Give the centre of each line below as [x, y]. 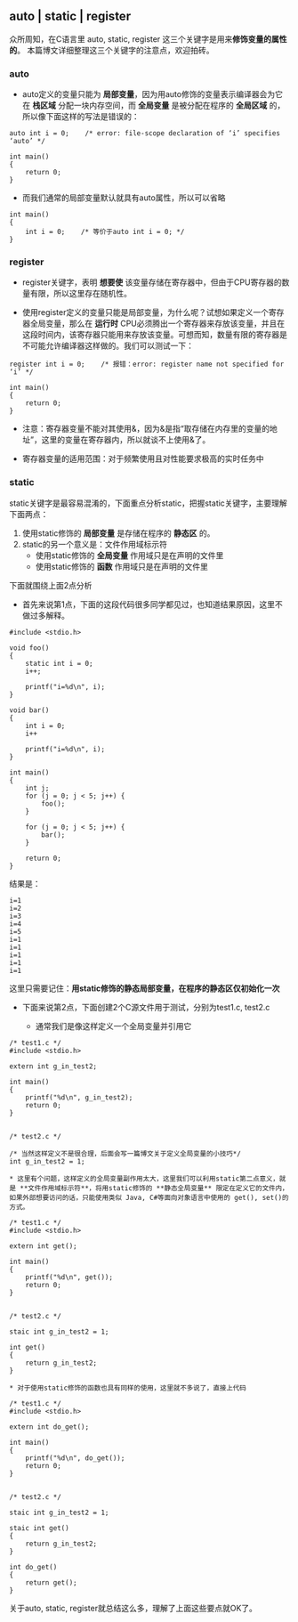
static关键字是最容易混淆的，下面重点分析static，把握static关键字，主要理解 [148, 503]
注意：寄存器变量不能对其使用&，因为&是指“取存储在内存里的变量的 [145, 429]
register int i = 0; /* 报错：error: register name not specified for [147, 365]
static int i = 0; [59, 663]
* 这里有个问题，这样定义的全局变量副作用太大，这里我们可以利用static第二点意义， [145, 1179]
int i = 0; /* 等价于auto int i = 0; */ [105, 232]
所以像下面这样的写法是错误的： [81, 117]
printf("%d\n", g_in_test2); [79, 1097]
